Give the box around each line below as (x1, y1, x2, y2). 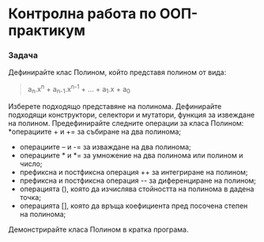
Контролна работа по (8, 5, 157, 23)
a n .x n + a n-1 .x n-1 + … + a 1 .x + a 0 (27, 83, 130, 96)
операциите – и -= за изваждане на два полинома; (19, 142, 191, 151)
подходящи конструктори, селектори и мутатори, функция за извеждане (8, 110, 255, 119)
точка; (19, 192, 42, 202)
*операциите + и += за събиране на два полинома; (8, 127, 182, 136)
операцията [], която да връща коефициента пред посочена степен (19, 201, 248, 210)
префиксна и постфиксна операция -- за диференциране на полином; (19, 176, 257, 185)
